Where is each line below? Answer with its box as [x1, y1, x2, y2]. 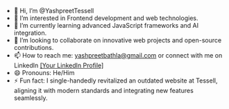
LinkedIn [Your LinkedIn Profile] [13, 61, 104, 69]
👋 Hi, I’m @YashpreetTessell [13, 7, 94, 15]
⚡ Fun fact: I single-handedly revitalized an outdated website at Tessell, [13, 76, 218, 85]
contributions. [13, 44, 54, 51]
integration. [13, 28, 47, 37]
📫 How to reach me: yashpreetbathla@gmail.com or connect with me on [13, 51, 223, 59]
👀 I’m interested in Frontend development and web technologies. [13, 14, 198, 22]
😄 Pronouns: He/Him [13, 69, 75, 76]
